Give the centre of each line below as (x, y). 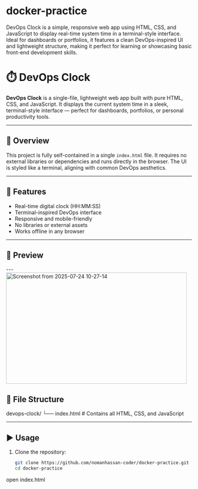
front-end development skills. (42, 52)
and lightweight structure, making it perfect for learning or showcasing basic (99, 46)
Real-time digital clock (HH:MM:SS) (58, 206)
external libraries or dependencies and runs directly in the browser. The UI (96, 161)
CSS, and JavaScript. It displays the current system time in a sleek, (88, 104)
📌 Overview (28, 141)
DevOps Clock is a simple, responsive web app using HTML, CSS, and (91, 27)
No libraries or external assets (51, 225)
